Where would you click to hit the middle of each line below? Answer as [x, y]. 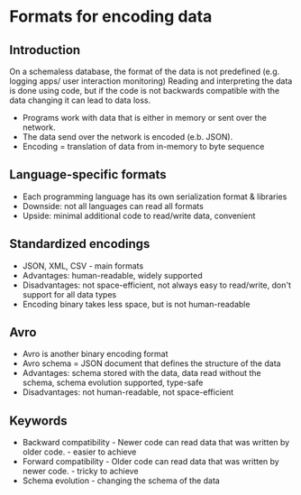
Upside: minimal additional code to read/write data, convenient [139, 215]
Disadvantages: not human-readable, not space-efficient [128, 392]
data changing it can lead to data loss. [80, 100]
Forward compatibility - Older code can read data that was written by [150, 462]
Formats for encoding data [111, 17]
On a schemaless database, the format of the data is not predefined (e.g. [145, 71]
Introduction [45, 50]
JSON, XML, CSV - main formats [83, 266]
